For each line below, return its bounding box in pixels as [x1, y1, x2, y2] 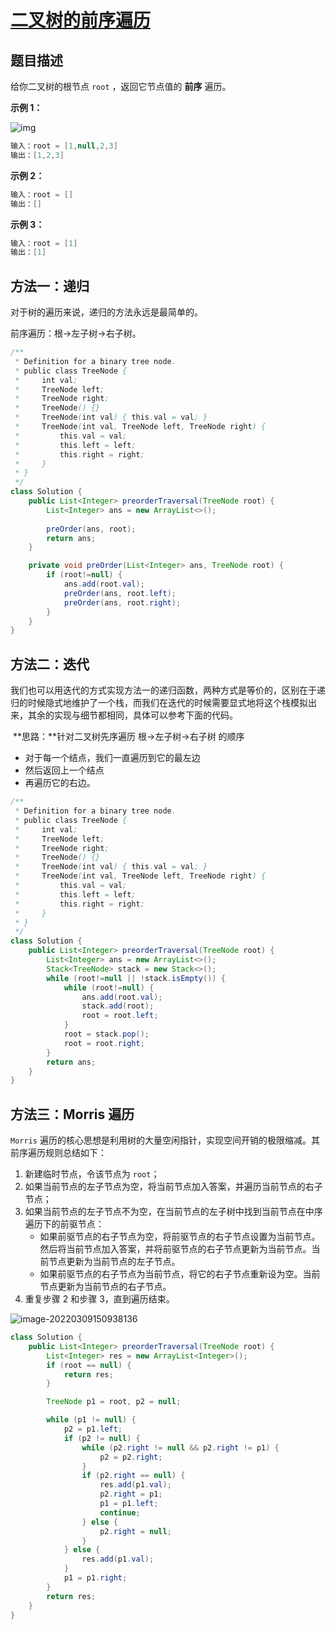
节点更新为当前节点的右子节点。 [39, 1281, 172, 1293]
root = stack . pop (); [63, 1029, 150, 1039]
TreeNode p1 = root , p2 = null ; [46, 1397, 182, 1407]
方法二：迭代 [10, 656, 90, 673]
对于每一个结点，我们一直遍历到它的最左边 [24, 752, 201, 764]
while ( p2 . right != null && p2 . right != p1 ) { [81, 1442, 280, 1453]
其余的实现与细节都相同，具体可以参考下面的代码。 [27, 709, 238, 721]
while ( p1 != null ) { [46, 1415, 137, 1425]
